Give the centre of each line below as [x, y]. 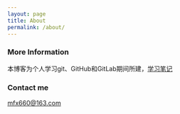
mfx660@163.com [35, 103]
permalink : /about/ [36, 27]
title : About [27, 21]
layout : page [27, 14]
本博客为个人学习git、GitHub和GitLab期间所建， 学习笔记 [90, 68]
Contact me [28, 88]
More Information [38, 52]
